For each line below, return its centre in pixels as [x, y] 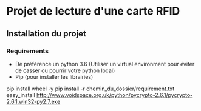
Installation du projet [46, 34]
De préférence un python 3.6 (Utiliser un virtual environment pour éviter [105, 64]
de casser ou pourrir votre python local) [65, 70]
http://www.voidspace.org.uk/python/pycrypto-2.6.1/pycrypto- [114, 95]
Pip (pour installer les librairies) [54, 76]
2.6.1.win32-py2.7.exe [33, 101]
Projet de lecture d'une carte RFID [93, 11]
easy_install [21, 95]
